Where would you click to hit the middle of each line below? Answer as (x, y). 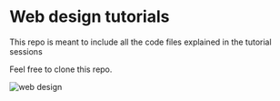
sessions (26, 51)
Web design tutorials (90, 17)
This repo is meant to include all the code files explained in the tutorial (140, 42)
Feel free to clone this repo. (61, 69)
